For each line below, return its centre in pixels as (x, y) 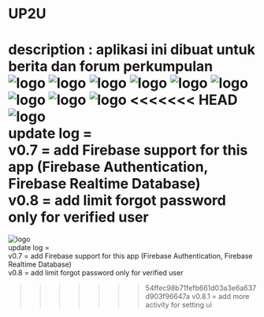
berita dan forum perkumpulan (111, 67)
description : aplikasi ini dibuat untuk (132, 50)
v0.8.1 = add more (221, 296)
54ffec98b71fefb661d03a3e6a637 (201, 288)
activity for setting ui (179, 305)
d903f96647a (168, 296)
